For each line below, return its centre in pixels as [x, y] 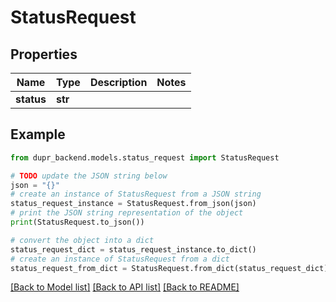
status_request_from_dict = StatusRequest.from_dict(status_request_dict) [169, 268]
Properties [44, 54]
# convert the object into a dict [82, 240]
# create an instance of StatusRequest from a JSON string [136, 194]
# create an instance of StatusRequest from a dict [120, 259]
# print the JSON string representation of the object [127, 213]
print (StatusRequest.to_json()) [77, 222]
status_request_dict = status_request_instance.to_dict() [133, 249]
